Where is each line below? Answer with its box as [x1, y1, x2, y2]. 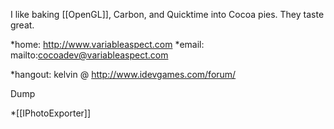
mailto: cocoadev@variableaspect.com [10, 49, 169, 61]
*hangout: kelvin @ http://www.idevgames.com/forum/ [10, 69, 237, 80]
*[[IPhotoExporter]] [10, 107, 92, 119]
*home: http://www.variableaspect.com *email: [10, 39, 205, 50]
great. [10, 19, 35, 31]
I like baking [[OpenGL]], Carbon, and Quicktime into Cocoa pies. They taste [10, 9, 325, 20]
